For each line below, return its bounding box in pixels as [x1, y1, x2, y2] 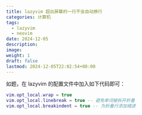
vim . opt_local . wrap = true [6, 92, 72, 98]
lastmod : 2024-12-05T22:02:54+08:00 [6, 63, 96, 70]
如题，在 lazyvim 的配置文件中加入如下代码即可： [6, 80, 126, 87]
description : [6, 42, 38, 48]
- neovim [11, 31, 33, 37]
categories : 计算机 [6, 14, 51, 20]
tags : [6, 19, 19, 25]
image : [6, 47, 22, 53]
